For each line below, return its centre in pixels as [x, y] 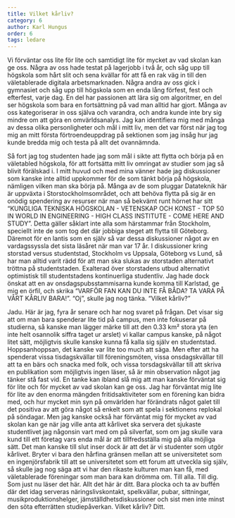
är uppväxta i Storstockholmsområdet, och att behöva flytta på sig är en [112, 194]
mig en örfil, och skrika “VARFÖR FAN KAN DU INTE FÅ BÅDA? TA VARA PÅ [116, 291]
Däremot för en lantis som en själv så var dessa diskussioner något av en [113, 239]
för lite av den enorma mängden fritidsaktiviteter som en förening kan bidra [116, 395]
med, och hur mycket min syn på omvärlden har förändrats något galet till [114, 402]
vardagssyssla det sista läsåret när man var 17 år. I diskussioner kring [108, 246]
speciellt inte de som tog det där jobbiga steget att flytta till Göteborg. [108, 231]
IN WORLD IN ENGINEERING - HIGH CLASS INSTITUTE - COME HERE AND [116, 216]
